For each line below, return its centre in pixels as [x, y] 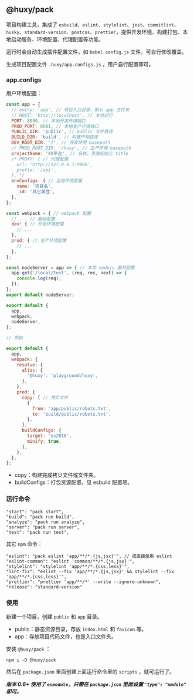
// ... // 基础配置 [33, 219]
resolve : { [30, 365]
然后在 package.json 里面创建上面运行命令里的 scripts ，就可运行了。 [90, 671]
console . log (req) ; [39, 278]
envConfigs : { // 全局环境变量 [47, 181]
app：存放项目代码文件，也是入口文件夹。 [65, 636]
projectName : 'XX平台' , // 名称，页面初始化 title [70, 153]
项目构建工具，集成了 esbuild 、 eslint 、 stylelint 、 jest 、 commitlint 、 [93, 24]
